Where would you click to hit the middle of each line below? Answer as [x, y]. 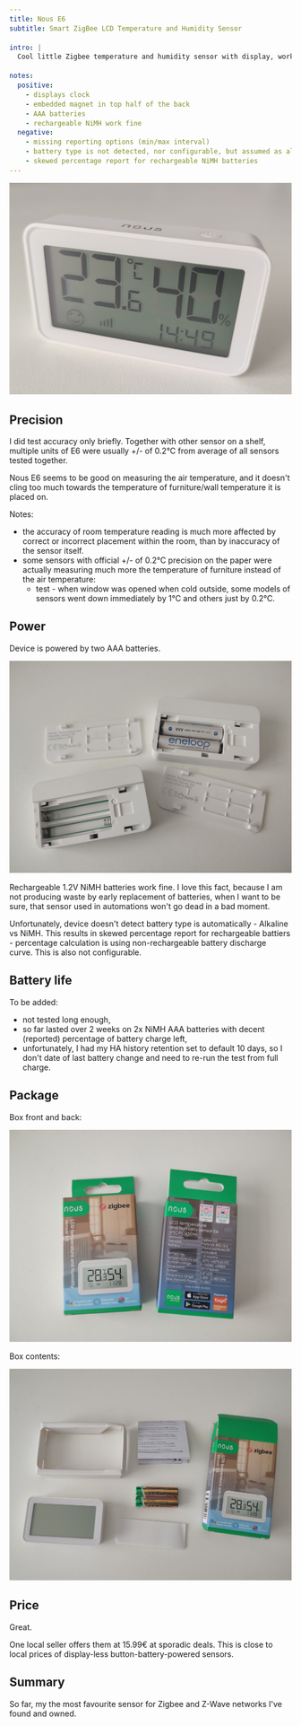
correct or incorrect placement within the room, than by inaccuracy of [151, 541]
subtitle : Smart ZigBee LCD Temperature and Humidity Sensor [126, 28]
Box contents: [35, 1356]
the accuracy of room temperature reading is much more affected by [149, 532]
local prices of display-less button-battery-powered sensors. [122, 1654]
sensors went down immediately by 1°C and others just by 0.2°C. [155, 599]
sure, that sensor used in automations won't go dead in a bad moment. [140, 906]
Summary [37, 1682]
